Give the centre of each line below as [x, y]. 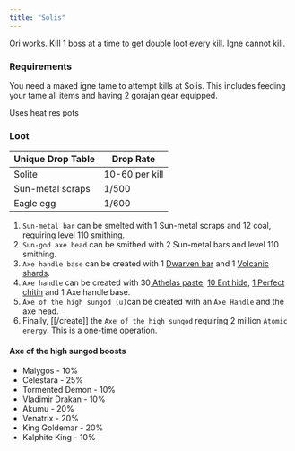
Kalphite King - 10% [59, 438]
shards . [36, 273]
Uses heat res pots [44, 112]
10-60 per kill [134, 174]
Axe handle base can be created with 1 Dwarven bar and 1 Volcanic [145, 264]
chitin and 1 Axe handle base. [76, 292]
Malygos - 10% [50, 371]
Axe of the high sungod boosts [68, 351]
